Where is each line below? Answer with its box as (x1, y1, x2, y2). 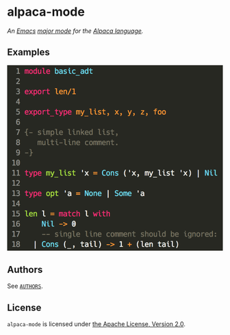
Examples (7, 46, 50, 58)
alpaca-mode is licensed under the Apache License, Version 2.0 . (7, 320, 186, 328)
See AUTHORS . (7, 282, 43, 291)
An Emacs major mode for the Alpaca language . (7, 27, 144, 35)
